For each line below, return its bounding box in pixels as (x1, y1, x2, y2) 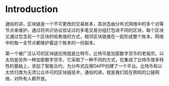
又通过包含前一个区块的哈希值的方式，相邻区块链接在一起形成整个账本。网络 (5, 33, 164, 39)
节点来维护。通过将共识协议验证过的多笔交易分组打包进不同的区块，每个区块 (5, 27, 164, 33)
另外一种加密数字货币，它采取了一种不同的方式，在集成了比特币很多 (18, 56, 159, 62)
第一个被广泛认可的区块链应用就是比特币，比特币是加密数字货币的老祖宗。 (5, 50, 159, 56)
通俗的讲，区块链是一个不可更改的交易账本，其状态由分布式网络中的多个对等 (5, 21, 164, 27)
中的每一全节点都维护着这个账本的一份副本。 (5, 39, 98, 46)
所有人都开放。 (18, 75, 49, 81)
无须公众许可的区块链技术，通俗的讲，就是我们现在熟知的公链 (27, 69, 155, 75)
